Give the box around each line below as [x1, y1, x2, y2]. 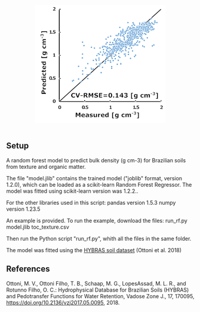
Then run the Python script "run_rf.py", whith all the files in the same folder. [6, 235, 192, 242]
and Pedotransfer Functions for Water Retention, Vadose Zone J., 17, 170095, [6, 292, 195, 299]
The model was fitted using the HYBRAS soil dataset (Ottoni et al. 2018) [6, 246, 182, 253]
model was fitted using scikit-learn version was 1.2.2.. [6, 187, 139, 195]
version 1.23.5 [6, 205, 41, 213]
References [6, 264, 50, 274]
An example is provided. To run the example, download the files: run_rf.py [6, 217, 188, 224]
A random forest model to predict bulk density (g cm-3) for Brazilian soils [6, 156, 186, 163]
